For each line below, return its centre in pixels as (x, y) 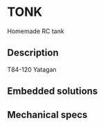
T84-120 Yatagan (32, 69)
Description (33, 53)
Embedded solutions (52, 91)
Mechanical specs (47, 115)
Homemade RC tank (36, 31)
